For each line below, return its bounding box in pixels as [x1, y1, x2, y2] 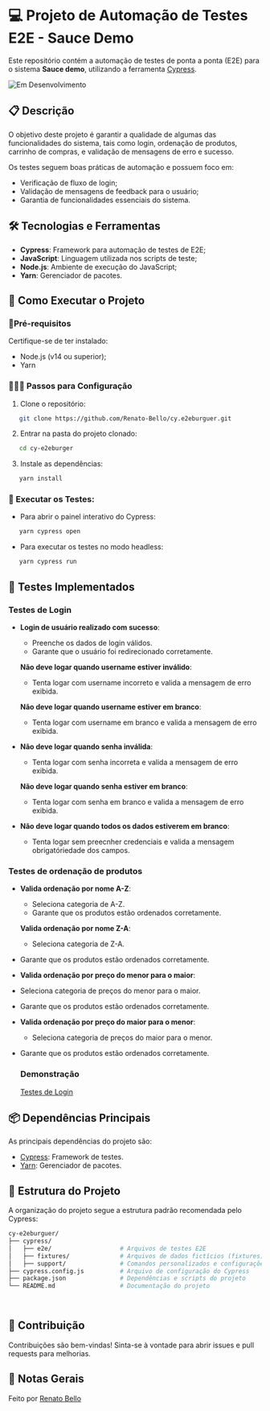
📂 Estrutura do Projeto [8, 1184, 121, 1198]
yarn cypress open [18, 528, 81, 536]
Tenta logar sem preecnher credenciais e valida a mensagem [31, 837, 235, 846]
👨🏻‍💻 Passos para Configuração [8, 380, 133, 391]
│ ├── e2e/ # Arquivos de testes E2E [8, 1244, 207, 1252]
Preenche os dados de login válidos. [31, 638, 153, 648]
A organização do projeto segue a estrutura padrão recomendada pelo [8, 1206, 243, 1215]
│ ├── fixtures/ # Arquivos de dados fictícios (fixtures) [8, 1252, 264, 1260]
